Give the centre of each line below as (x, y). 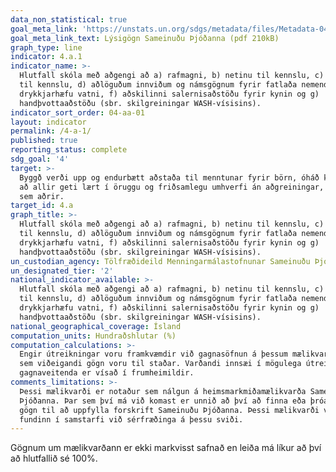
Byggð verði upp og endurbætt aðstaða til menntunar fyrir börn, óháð (169, 177)
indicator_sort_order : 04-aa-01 (77, 112)
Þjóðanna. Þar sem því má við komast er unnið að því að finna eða (163, 401)
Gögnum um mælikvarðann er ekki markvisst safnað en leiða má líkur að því (166, 448)
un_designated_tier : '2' (62, 271)
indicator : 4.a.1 (46, 57)
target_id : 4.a (42, 206)
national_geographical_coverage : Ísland (96, 326)
